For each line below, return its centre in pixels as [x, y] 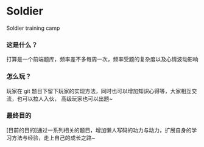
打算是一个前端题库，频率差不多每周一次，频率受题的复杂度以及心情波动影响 [102, 60]
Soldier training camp [33, 28]
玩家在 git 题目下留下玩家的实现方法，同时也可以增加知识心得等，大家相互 [99, 91]
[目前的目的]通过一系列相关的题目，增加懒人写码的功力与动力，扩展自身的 [99, 130]
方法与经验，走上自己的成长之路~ [53, 137]
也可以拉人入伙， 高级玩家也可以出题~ [65, 98]
